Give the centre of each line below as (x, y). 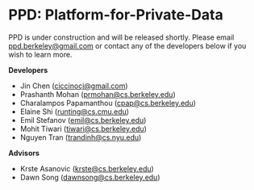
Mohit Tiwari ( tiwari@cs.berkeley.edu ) (83, 129)
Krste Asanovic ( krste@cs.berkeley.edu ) (87, 168)
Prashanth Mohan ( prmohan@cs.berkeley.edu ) (98, 94)
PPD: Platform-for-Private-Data (116, 15)
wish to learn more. (40, 54)
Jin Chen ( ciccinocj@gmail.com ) (74, 86)
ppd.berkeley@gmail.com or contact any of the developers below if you (127, 45)
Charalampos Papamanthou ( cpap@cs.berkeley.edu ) (108, 103)
